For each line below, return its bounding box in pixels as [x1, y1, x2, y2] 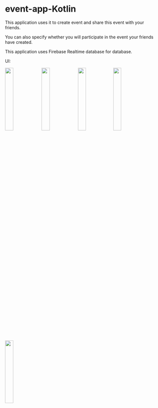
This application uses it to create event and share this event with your [5, 19, 144, 25]
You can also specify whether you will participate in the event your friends [5, 34, 154, 40]
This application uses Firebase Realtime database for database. [5, 49, 132, 54]
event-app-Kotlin [5, 3, 76, 15]
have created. [5, 39, 33, 45]
